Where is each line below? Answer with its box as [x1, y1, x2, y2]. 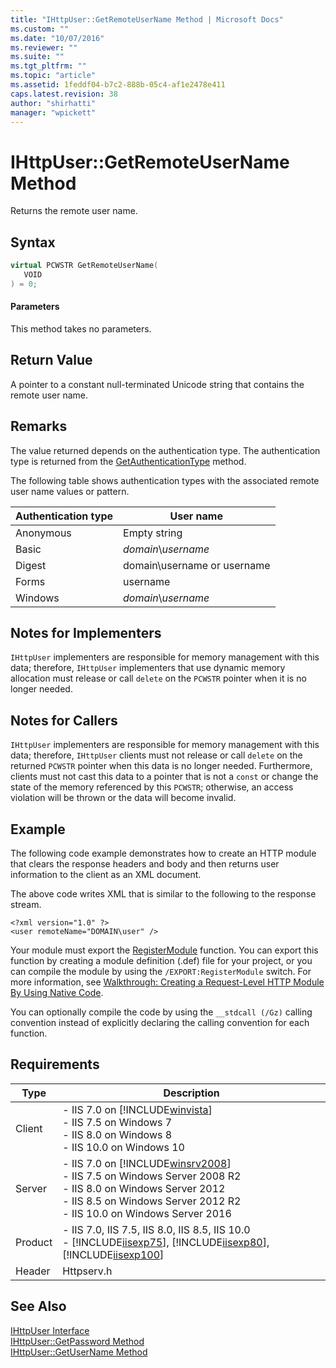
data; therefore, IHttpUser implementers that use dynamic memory [10, 662, 286, 674]
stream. [10, 899, 42, 911]
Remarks [10, 418, 68, 435]
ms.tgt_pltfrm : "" [10, 61, 87, 71]
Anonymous [15, 526, 72, 540]
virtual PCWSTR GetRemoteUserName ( [10, 261, 159, 271]
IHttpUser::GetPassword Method [10, 1335, 145, 1347]
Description [163, 1086, 220, 1100]
